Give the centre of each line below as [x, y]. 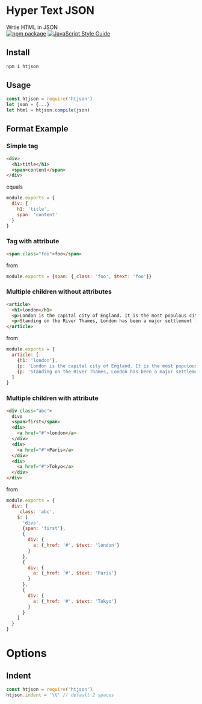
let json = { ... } [28, 105]
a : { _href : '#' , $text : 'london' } [76, 546]
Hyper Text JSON [50, 11]
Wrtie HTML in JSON [32, 27]
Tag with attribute [33, 241]
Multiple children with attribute [52, 398]
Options [26, 653]
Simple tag [22, 146]
